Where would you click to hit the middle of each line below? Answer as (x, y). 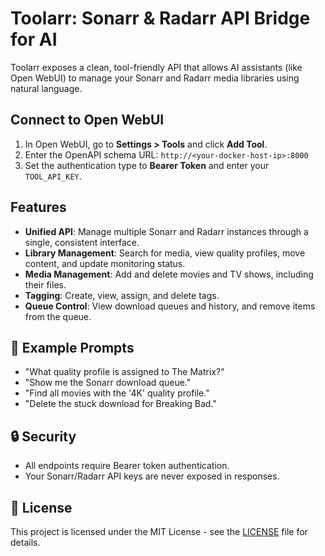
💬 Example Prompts (72, 347)
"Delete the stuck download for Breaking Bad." (120, 404)
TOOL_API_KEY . (53, 176)
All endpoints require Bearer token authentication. (127, 466)
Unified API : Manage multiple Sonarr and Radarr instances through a (166, 231)
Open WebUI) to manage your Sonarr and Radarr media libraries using (155, 78)
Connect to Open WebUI (87, 120)
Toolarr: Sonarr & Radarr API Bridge (160, 18)
